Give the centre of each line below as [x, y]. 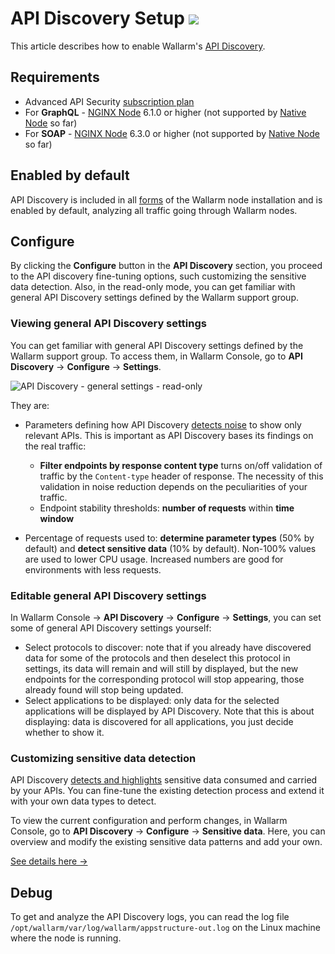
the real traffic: [55, 446]
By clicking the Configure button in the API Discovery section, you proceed [166, 266]
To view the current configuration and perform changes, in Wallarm [149, 821]
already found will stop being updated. [104, 689]
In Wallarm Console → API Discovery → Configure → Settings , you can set [166, 617]
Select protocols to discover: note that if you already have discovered [168, 647]
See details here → [49, 861]
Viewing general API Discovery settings [108, 324]
